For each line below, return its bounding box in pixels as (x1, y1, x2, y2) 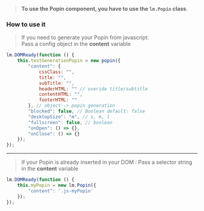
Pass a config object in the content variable (21, 41, 131, 48)
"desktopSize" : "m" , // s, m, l (28, 114, 110, 120)
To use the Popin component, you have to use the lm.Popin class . (21, 5, 188, 12)
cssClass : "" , (38, 69, 75, 75)
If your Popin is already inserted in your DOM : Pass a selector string (21, 158, 192, 166)
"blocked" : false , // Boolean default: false (28, 108, 146, 114)
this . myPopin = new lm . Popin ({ (17, 183, 97, 189)
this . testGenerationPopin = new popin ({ (17, 57, 121, 64)
